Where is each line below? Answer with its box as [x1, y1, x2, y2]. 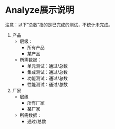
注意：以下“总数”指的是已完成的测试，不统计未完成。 [5, 22, 113, 28]
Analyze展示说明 [5, 4, 75, 16]
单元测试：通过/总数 [27, 63, 68, 69]
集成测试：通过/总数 [27, 69, 68, 75]
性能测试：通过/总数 [27, 81, 68, 87]
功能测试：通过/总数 [27, 75, 68, 81]
